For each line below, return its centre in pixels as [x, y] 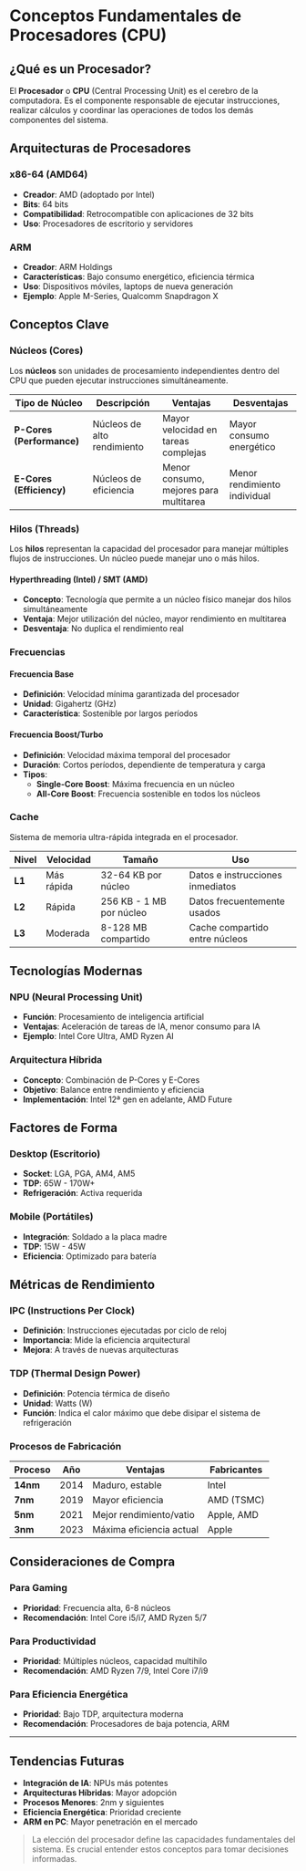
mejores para [191, 490]
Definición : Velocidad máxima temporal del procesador [127, 754]
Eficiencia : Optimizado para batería [89, 1256]
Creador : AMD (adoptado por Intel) [88, 194]
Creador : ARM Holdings [67, 266]
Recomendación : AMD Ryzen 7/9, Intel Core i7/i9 [115, 1671]
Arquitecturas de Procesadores [100, 148]
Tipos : [35, 774]
